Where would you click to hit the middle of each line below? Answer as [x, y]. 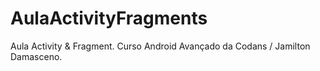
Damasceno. [36, 56]
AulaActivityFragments [109, 18]
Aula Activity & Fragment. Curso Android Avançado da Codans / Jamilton [160, 46]
